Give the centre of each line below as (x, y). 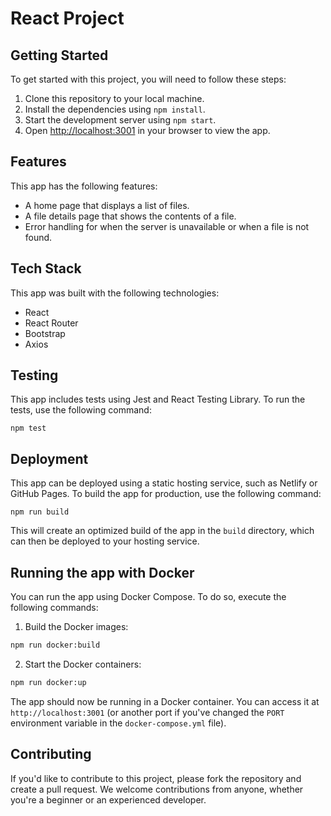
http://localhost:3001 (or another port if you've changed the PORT (147, 712)
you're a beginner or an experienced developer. (108, 799)
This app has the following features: (84, 186)
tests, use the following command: (81, 410)
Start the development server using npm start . (120, 120)
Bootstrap (45, 333)
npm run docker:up (48, 682)
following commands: (54, 608)
